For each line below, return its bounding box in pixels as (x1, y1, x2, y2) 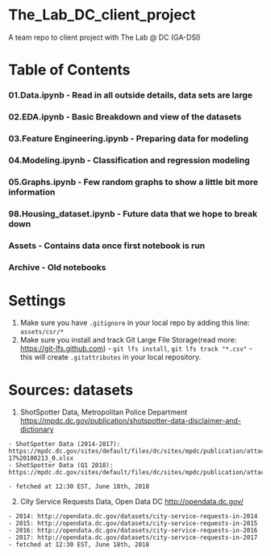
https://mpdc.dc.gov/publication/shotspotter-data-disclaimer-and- (19, 416, 242, 426)
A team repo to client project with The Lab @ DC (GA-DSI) (8, 32, 201, 42)
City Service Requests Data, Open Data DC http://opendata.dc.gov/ (19, 497, 244, 507)
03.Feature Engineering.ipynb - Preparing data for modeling (8, 133, 248, 144)
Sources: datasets (8, 381, 134, 399)
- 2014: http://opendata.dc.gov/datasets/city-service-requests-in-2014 (8, 512, 258, 520)
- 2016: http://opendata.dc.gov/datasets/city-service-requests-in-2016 (8, 527, 258, 535)
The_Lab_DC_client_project (8, 6, 196, 24)
